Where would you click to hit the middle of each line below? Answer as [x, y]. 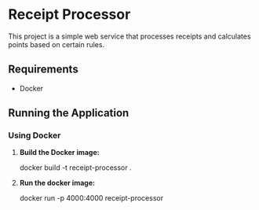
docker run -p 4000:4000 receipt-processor [91, 198]
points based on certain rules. [56, 44]
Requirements [43, 70]
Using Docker [35, 135]
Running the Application [69, 113]
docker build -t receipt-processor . [75, 168]
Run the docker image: [57, 183]
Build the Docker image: [59, 153]
